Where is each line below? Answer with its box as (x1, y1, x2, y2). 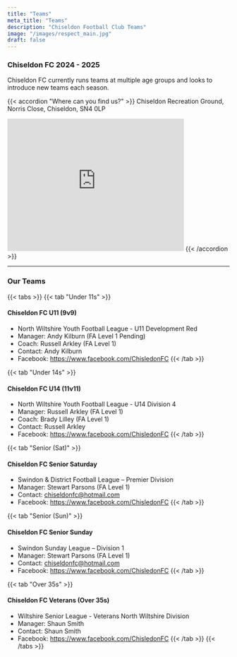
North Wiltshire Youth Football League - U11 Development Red (17, 324, 197, 333)
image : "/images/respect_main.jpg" (7, 30, 112, 37)
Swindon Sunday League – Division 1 (17, 543, 125, 552)
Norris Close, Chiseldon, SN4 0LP (7, 105, 106, 113)
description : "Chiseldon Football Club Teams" (7, 23, 147, 30)
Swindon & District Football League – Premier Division (17, 475, 174, 484)
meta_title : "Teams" (7, 17, 68, 24)
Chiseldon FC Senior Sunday (7, 528, 93, 536)
